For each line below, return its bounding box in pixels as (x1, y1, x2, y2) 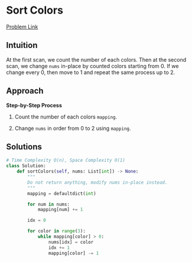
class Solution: (6, 163, 46, 169)
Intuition (6, 40, 38, 50)
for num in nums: (27, 201, 70, 207)
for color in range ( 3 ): (27, 228, 86, 234)
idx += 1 (48, 244, 70, 251)
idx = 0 (27, 218, 46, 223)
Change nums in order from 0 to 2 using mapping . (14, 124, 131, 132)
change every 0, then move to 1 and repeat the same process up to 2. (6, 69, 175, 76)
